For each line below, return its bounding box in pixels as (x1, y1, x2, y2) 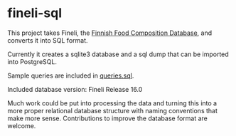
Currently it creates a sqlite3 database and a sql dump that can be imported (7, 50, 229, 58)
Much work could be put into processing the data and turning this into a (7, 98, 218, 108)
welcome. (7, 121, 36, 130)
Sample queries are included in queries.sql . (7, 71, 134, 80)
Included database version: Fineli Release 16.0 (7, 85, 143, 93)
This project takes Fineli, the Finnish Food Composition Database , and (7, 28, 212, 37)
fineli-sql (7, 5, 63, 21)
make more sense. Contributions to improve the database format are (7, 114, 208, 122)
